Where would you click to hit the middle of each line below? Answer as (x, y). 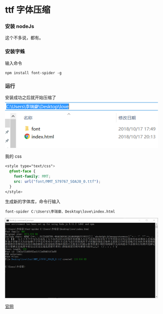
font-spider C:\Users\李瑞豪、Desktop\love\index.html (60, 212)
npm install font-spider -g (33, 73)
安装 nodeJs (20, 26)
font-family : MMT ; (32, 176)
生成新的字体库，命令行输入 (33, 201)
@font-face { (23, 171)
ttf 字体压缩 (28, 10)
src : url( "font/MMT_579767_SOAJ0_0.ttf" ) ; (57, 182)
